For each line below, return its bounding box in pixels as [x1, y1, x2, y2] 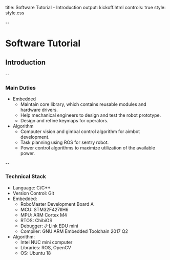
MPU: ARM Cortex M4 [20, 212, 68, 218]
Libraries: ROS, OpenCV [20, 244, 72, 250]
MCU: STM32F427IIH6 [20, 206, 69, 212]
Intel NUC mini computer [20, 239, 73, 245]
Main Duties [5, 84, 36, 91]
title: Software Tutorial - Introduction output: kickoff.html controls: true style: [5, 5, 166, 10]
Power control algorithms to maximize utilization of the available [20, 145, 155, 151]
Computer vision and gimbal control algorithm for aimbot [20, 128, 140, 135]
